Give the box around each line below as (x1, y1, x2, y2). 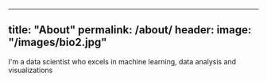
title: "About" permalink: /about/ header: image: (8, 23, 252, 37)
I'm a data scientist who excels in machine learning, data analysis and (8, 56, 237, 66)
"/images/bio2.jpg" (8, 36, 107, 49)
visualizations (8, 65, 53, 75)
